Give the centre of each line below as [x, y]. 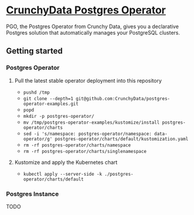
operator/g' [38, 139]
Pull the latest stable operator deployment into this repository [88, 80]
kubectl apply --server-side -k [63, 174]
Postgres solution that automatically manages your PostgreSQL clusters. [93, 32]
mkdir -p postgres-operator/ [59, 116]
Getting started [34, 51]
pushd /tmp [37, 92]
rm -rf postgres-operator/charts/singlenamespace [85, 151]
